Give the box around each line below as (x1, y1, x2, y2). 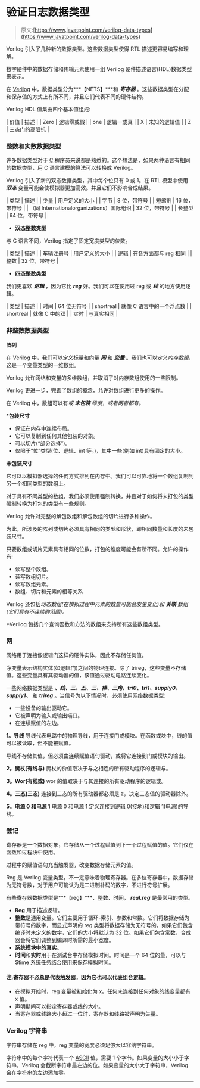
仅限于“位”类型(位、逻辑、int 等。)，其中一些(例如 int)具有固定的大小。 (14, 447, 186, 454)
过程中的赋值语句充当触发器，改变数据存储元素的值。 (6, 862, 137, 869)
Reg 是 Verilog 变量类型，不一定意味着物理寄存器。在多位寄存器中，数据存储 (6, 874, 194, 881)
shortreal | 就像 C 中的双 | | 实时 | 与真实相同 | (6, 310, 118, 318)
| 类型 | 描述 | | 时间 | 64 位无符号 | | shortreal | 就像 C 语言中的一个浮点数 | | (6, 303, 192, 310)
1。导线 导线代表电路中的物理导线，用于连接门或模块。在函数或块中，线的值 (6, 732, 192, 739)
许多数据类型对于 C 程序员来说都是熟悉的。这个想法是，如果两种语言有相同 (6, 157, 190, 164)
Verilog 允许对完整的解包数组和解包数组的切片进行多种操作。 (6, 512, 156, 520)
